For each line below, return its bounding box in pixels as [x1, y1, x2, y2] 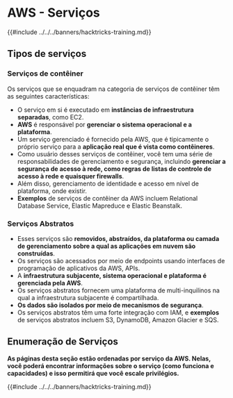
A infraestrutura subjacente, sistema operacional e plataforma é [17, 271, 207, 279]
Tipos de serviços [7, 48, 87, 60]
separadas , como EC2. [17, 113, 84, 121]
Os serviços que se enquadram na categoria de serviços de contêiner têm [7, 85, 220, 93]
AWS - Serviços [7, 5, 101, 21]
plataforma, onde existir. [17, 186, 87, 195]
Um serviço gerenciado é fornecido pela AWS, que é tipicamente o [17, 135, 209, 143]
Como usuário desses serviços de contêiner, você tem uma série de [17, 149, 213, 158]
